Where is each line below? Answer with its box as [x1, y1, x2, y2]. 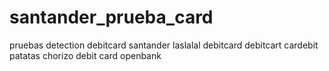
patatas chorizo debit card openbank [9, 49, 162, 61]
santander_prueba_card [9, 6, 214, 29]
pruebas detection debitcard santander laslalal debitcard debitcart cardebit [9, 39, 319, 51]
